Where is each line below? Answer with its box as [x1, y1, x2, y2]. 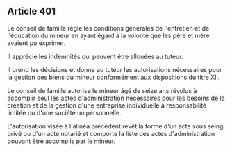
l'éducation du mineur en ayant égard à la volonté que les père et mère [7, 31, 210, 40]
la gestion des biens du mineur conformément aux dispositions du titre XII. [7, 73, 220, 81]
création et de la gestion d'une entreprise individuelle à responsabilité [7, 101, 207, 110]
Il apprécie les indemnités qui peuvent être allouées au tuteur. [7, 52, 183, 60]
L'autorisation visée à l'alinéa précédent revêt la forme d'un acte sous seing [7, 121, 224, 130]
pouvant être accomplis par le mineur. [7, 137, 116, 145]
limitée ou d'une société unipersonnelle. [7, 108, 122, 117]
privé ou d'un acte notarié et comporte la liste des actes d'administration [7, 129, 215, 137]
